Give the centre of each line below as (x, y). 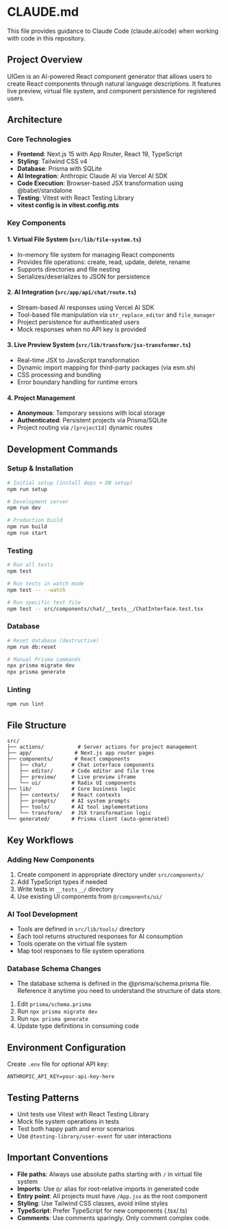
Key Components (37, 223)
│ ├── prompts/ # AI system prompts (68, 801)
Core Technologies (39, 139)
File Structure (37, 725)
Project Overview (45, 60)
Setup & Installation (40, 468)
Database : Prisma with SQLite (60, 169)
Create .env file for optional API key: (58, 1064)
